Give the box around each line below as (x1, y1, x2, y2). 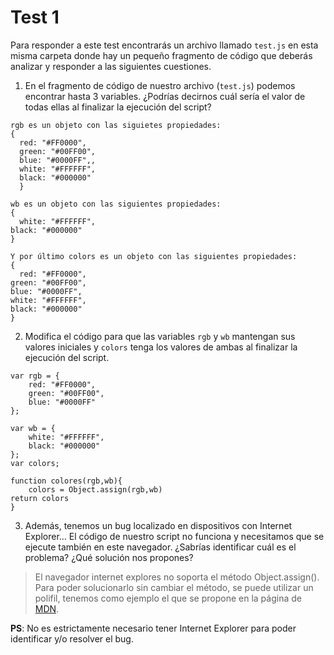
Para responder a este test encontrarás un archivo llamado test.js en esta (10, 39, 319, 51)
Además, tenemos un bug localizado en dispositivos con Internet (24, 519, 293, 531)
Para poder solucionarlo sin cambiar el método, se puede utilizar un (34, 581, 314, 593)
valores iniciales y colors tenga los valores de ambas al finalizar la (24, 341, 298, 353)
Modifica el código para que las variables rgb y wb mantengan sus (24, 330, 296, 342)
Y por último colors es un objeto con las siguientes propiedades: (10, 251, 298, 261)
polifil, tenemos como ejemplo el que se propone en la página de (34, 592, 302, 604)
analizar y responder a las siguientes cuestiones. (10, 60, 212, 72)
